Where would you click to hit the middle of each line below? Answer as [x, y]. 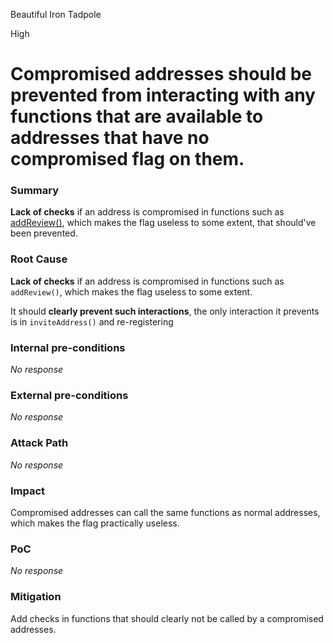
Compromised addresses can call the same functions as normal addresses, [165, 512]
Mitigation [36, 597]
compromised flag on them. [127, 159]
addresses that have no [110, 138]
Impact [28, 491]
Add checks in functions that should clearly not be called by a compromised [167, 618]
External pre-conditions [69, 395]
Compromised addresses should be [161, 74]
